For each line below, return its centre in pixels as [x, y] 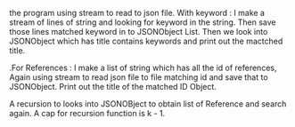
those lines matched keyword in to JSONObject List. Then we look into [139, 32]
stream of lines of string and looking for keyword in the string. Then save [143, 22]
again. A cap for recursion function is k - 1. [87, 113]
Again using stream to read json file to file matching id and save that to [139, 77]
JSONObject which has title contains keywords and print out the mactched [146, 41]
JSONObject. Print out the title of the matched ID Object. [113, 87]
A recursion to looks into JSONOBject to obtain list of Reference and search [148, 104]
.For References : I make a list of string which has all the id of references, [143, 67]
